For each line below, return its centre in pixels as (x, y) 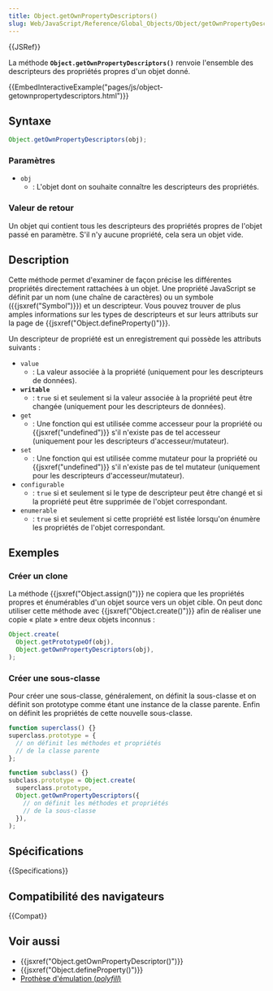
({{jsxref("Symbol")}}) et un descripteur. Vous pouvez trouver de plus (125, 305)
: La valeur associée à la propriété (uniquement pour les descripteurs (148, 372)
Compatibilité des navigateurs (87, 896)
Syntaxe (30, 121)
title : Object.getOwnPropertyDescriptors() (83, 16)
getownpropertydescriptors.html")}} (69, 95)
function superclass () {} (52, 728)
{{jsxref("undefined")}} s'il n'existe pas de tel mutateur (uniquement (146, 467)
